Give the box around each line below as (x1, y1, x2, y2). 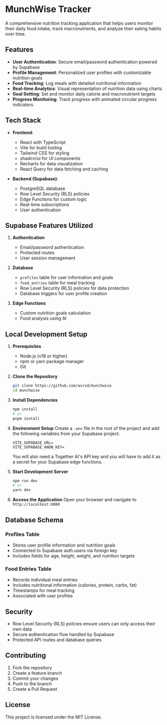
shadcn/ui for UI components (20, 155, 81, 161)
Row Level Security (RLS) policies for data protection (20, 285, 129, 291)
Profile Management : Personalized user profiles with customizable (12, 69, 151, 75)
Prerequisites (12, 343, 42, 349)
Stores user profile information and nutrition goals (12, 542, 116, 548)
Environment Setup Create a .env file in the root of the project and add (12, 425, 159, 431)
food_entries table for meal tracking (20, 280, 95, 286)
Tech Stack (5, 116, 41, 125)
